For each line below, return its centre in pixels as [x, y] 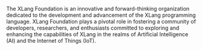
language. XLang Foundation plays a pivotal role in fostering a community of [101, 21]
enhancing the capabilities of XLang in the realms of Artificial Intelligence [97, 34]
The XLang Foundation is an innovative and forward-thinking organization [98, 9]
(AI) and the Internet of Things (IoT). [51, 41]
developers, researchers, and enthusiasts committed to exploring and [93, 28]
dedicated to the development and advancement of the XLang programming [101, 15]
